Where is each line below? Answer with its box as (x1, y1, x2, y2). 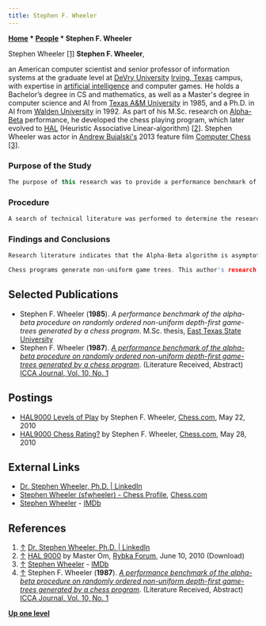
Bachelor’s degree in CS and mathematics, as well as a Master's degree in (8, 89, 250, 99)
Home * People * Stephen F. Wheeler (8, 33, 132, 43)
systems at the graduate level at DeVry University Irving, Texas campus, (8, 72, 243, 82)
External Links (8, 461, 81, 474)
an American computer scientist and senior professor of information (8, 64, 230, 74)
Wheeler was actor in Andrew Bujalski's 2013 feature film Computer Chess (8, 132, 251, 141)
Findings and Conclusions (8, 234, 111, 245)
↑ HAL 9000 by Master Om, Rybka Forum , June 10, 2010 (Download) (19, 551, 245, 561)
